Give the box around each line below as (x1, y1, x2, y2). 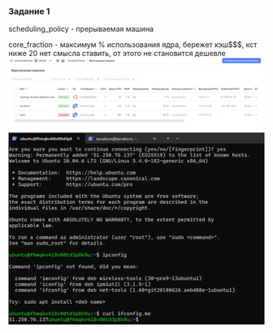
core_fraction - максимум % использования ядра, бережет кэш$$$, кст (8, 40, 258, 50)
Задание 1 (8, 6, 50, 17)
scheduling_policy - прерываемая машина (8, 24, 154, 34)
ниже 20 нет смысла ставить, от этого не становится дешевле (8, 49, 226, 58)
